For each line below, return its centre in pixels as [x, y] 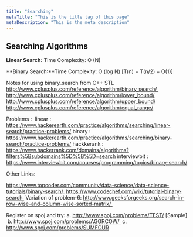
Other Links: [21, 174]
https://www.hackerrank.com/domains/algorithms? [67, 150]
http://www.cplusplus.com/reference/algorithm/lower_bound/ [80, 95]
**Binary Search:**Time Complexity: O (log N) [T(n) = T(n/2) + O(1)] [89, 71]
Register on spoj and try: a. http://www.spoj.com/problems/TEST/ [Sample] [97, 215]
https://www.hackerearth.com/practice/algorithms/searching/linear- [88, 125]
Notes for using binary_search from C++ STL [60, 83]
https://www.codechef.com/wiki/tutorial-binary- [124, 191]
